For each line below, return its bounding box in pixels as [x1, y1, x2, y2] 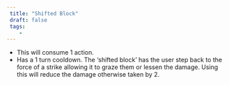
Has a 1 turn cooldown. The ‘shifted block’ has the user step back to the [16, 56, 223, 64]
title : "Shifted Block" [9, 10, 79, 17]
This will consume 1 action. [16, 48, 95, 57]
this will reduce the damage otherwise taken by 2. [16, 70, 160, 79]
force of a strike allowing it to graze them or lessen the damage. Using [16, 63, 219, 71]
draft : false [9, 17, 48, 23]
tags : [9, 23, 26, 30]
